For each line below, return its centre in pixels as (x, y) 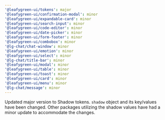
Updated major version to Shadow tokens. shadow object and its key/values (81, 102)
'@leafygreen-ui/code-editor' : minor (44, 28)
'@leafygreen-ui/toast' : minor (37, 74)
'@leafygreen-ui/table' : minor (37, 70)
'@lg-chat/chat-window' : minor (37, 46)
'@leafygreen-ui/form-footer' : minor (44, 38)
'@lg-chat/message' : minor (32, 88)
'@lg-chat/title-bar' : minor (35, 60)
